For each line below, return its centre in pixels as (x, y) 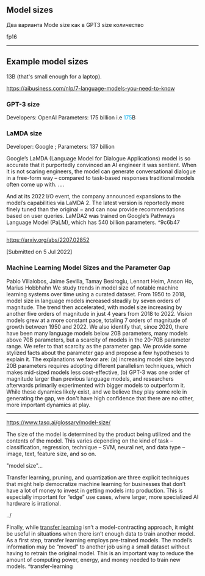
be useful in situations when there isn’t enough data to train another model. (101, 533)
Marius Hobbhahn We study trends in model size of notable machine (92, 288)
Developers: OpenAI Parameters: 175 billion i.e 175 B (71, 117)
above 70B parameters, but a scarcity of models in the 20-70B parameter (99, 340)
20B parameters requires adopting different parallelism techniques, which (99, 365)
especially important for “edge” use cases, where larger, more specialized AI (103, 497)
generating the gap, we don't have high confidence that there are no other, (100, 398)
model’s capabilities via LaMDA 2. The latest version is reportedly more (95, 203)
